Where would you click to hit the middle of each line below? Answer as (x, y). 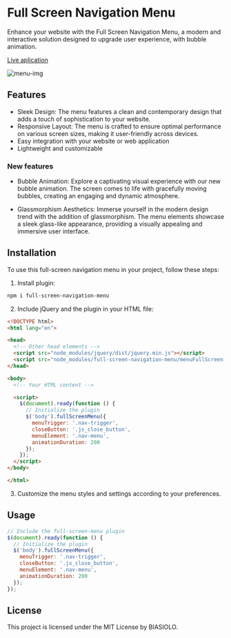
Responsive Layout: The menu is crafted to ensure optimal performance (119, 126)
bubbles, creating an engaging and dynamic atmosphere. (98, 196)
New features (30, 166)
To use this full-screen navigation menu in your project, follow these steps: (113, 269)
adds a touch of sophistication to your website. (84, 119)
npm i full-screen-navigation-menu (58, 296)
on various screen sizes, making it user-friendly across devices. (108, 133)
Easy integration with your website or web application (93, 141)
